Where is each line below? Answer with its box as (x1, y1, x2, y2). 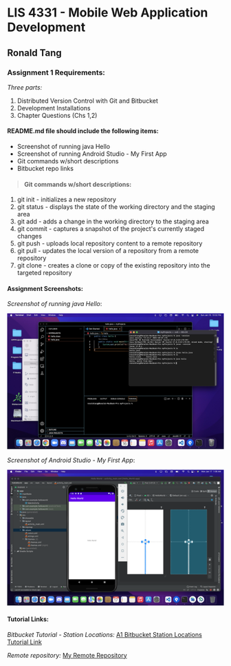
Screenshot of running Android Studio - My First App (16, 150, 167, 158)
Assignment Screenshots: (7, 284, 84, 292)
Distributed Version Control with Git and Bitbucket (16, 97, 158, 105)
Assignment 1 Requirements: (7, 68, 105, 77)
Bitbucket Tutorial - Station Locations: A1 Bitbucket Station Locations (7, 630, 203, 638)
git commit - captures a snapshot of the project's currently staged (16, 225, 205, 233)
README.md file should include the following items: (7, 127, 159, 135)
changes (16, 232, 43, 241)
